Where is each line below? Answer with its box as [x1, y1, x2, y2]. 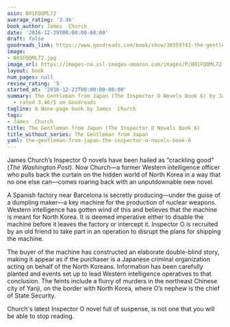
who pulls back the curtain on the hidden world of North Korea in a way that [7, 170, 221, 179]
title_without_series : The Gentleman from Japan [7, 131, 149, 138]
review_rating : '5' [7, 80, 63, 87]
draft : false [7, 36, 44, 42]
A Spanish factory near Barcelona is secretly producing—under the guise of [7, 191, 221, 199]
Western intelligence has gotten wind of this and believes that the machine [7, 206, 218, 214]
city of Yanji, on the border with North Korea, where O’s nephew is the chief [7, 285, 220, 293]
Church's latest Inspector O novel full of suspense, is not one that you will [7, 305, 215, 313]
